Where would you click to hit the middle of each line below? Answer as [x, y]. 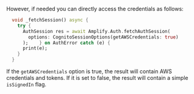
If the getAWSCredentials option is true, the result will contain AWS [89, 71]
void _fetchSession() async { [50, 20]
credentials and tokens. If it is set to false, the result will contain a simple [97, 78]
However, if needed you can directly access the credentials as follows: [95, 9]
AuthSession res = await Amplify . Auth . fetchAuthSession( [96, 31]
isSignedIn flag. [27, 84]
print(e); [35, 48]
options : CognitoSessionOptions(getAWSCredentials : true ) [103, 37]
